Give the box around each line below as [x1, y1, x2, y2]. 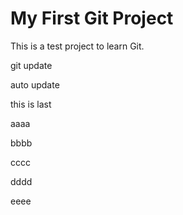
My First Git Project [10, 7, 174, 30]
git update [10, 59, 53, 71]
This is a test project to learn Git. [10, 40, 145, 52]
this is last [10, 98, 52, 110]
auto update [10, 78, 60, 91]
